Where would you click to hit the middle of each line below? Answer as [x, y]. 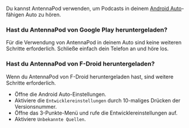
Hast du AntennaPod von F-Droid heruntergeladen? [80, 64]
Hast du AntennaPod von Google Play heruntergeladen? [87, 30]
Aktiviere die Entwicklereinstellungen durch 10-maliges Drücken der [97, 100]
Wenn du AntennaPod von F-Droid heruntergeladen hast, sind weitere [90, 77]
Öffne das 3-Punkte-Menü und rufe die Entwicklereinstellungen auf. [96, 113]
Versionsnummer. [36, 106]
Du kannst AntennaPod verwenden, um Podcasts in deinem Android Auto [94, 8]
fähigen [15, 15]
